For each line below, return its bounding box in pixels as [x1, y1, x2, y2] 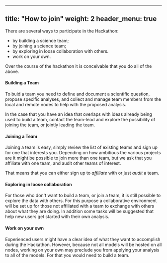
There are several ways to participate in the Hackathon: [5, 28, 119, 34]
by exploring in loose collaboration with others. [12, 48, 109, 54]
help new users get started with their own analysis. [5, 214, 109, 220]
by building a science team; [12, 37, 69, 43]
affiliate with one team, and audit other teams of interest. [5, 160, 121, 166]
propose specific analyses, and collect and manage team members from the [5, 96, 162, 102]
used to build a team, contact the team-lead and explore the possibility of [5, 117, 156, 123]
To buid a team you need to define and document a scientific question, [5, 91, 150, 97]
